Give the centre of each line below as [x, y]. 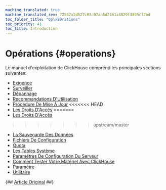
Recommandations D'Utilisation [45, 99]
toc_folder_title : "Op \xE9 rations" [43, 19]
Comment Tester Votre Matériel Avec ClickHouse [64, 162]
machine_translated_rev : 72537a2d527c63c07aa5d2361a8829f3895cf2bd [78, 15]
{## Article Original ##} [30, 182]
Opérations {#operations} [61, 54]
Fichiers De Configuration [39, 140]
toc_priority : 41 [24, 24]
